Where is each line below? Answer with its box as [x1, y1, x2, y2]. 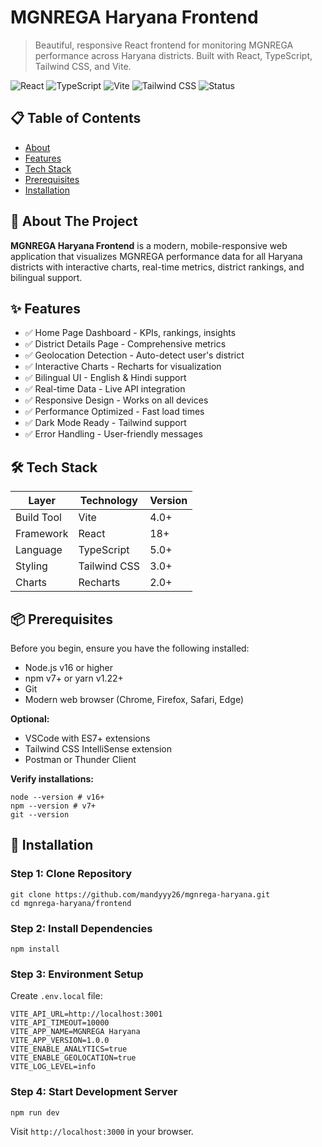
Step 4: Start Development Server [10, 1085, 178, 1099]
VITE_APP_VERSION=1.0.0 [10, 1036, 110, 1046]
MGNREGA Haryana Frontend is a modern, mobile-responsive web [10, 239, 288, 251]
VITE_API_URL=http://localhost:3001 [10, 1009, 163, 1020]
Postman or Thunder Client [24, 754, 137, 765]
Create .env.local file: [10, 990, 103, 1002]
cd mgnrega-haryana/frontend [10, 898, 132, 908]
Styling [15, 559, 48, 573]
